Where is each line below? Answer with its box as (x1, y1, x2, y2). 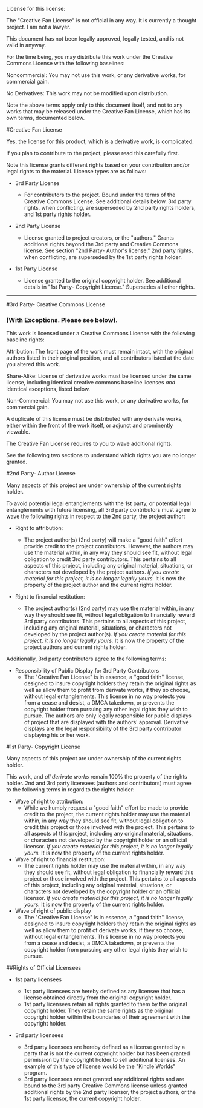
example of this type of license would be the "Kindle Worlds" (24, 1063, 176, 1070)
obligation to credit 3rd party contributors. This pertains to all (24, 556, 176, 563)
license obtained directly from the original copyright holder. (24, 994, 172, 1001)
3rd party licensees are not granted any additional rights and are (24, 1076, 185, 1083)
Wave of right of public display (14, 907, 92, 915)
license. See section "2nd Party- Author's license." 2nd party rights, (24, 247, 193, 254)
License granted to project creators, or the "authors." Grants (24, 234, 174, 241)
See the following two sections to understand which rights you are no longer (6, 452, 196, 459)
